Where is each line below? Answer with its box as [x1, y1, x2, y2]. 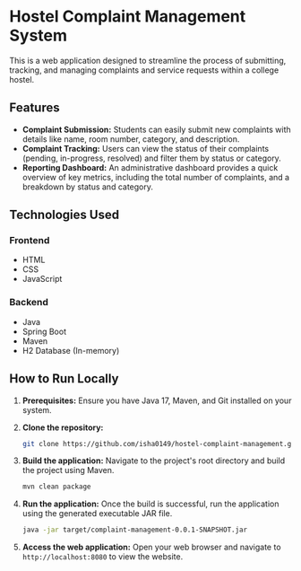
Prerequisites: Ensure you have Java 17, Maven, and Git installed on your [21, 395, 292, 406]
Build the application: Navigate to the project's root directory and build [21, 455, 286, 466]
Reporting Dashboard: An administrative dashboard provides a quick [21, 162, 279, 172]
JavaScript [21, 274, 63, 285]
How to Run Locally [9, 371, 119, 387]
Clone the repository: [21, 422, 104, 433]
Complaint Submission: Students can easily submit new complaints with [21, 124, 291, 135]
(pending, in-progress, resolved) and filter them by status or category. [21, 153, 282, 163]
